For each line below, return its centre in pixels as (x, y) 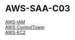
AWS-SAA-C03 (38, 9)
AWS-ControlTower (25, 27)
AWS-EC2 (15, 32)
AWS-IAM (15, 22)
